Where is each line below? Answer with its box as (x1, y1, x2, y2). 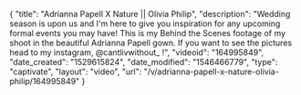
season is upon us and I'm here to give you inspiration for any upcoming (9, 18, 281, 29)
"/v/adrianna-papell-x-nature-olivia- (143, 66, 280, 77)
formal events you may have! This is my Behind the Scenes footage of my (9, 28, 285, 38)
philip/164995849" (9, 76, 80, 86)
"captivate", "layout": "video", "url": (9, 66, 142, 77)
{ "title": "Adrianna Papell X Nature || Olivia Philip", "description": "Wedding (9, 9, 291, 19)
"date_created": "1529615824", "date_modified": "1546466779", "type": (9, 57, 278, 67)
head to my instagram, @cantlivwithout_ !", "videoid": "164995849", (9, 47, 265, 58)
